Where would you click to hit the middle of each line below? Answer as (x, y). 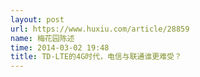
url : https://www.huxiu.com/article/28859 (100, 29)
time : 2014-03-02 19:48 (60, 47)
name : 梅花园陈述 (42, 38)
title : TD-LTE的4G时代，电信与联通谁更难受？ (96, 57)
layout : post (37, 19)
